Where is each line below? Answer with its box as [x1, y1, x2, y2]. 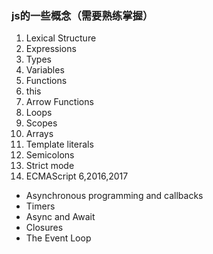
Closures [25, 222, 64, 234]
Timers [25, 200, 56, 212]
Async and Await [25, 211, 96, 223]
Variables [25, 64, 65, 76]
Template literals [25, 138, 94, 151]
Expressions [25, 43, 77, 55]
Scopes [25, 117, 58, 129]
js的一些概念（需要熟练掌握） [11, 8, 154, 22]
